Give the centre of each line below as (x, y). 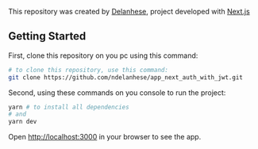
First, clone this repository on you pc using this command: (103, 55)
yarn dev (23, 122)
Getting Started (47, 36)
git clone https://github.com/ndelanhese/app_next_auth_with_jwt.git (126, 77)
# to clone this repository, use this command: (89, 70)
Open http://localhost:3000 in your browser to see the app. (105, 137)
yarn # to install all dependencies (69, 107)
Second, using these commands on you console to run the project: (117, 92)
